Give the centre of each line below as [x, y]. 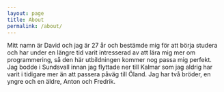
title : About [26, 20]
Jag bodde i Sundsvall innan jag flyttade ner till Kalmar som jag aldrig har [110, 67]
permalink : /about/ [35, 26]
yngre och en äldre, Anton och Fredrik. [61, 82]
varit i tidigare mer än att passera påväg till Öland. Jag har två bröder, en [109, 74]
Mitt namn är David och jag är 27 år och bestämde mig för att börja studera [112, 46]
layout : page [26, 13]
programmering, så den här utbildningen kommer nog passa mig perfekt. [109, 60]
